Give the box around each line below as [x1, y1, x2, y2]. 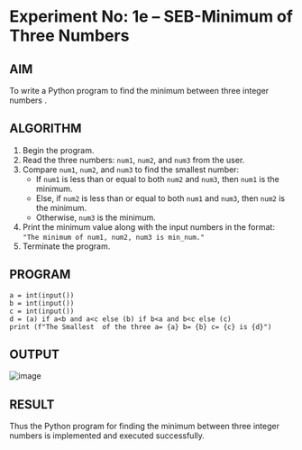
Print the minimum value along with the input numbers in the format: [22, 221, 275, 232]
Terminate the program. [22, 241, 111, 252]
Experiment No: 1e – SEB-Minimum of [9, 6, 293, 27]
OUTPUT [9, 347, 60, 363]
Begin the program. [22, 144, 95, 155]
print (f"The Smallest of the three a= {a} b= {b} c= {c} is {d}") [9, 322, 272, 331]
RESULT [9, 397, 55, 412]
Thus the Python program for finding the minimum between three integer [9, 421, 279, 432]
